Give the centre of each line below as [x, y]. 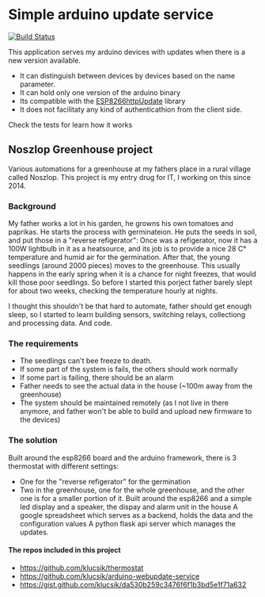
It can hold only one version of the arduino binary [100, 92]
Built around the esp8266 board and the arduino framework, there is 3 [123, 457]
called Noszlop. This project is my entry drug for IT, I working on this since [130, 177]
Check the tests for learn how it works [70, 124]
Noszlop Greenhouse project [81, 149]
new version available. [45, 60]
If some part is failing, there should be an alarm [97, 377]
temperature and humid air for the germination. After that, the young [119, 257]
